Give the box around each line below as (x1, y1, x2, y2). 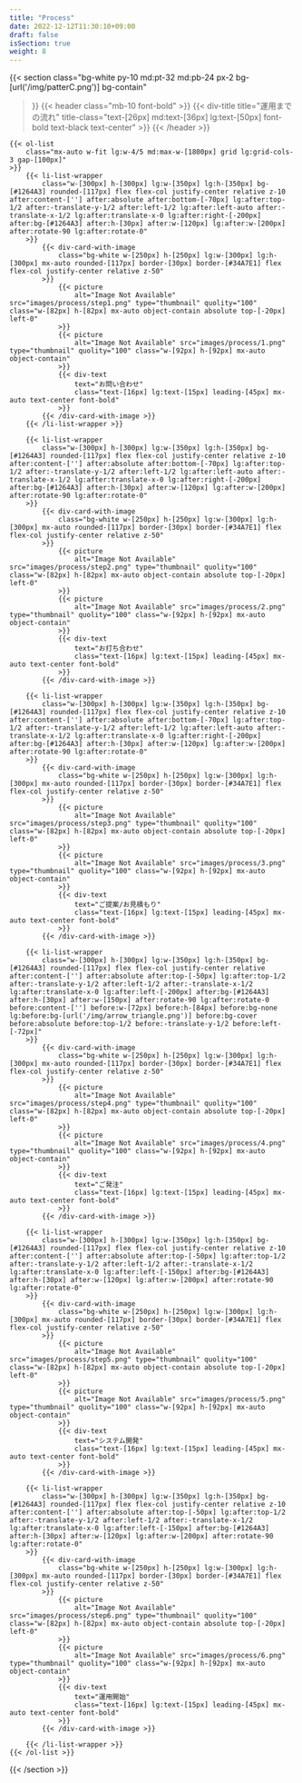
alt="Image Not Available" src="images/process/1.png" (73, 338, 286, 348)
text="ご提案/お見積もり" (73, 901, 161, 910)
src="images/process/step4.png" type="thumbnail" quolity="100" (9, 1099, 258, 1109)
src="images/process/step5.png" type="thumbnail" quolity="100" (9, 1355, 258, 1364)
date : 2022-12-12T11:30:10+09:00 (9, 22, 136, 31)
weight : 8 (9, 47, 47, 56)
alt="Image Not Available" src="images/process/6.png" (73, 1651, 286, 1660)
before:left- (232, 1020, 282, 1029)
